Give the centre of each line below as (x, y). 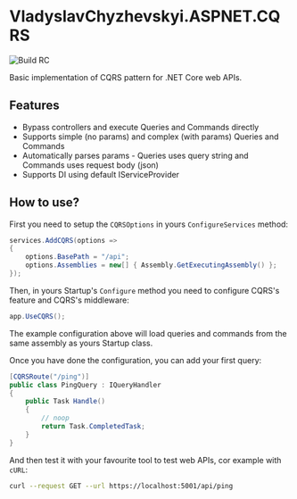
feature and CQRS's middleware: (69, 300)
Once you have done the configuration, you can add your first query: (136, 360)
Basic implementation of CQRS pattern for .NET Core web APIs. (126, 77)
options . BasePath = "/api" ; (77, 257)
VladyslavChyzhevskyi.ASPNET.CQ (145, 17)
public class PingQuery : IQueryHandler (86, 385)
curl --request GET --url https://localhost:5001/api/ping (121, 486)
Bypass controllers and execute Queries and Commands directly (140, 127)
